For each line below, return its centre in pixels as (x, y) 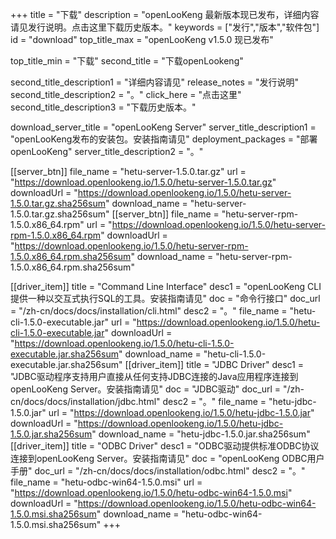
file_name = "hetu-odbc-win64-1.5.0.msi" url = (106, 482)
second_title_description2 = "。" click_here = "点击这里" (126, 94)
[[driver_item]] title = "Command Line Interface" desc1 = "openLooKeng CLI (166, 286)
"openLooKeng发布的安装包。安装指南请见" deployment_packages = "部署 (164, 139)
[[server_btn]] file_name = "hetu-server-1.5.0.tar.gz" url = (128, 171)
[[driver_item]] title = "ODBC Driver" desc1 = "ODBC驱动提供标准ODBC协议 (165, 446)
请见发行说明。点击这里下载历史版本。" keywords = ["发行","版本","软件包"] (165, 27)
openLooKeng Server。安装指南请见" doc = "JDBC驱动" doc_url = (146, 389)
